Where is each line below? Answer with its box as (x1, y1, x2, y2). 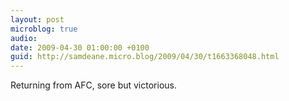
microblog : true (10, 24, 78, 34)
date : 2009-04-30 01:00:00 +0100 (10, 42, 150, 53)
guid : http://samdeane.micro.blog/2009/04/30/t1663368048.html (10, 52, 280, 62)
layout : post (10, 14, 65, 25)
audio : (10, 33, 38, 43)
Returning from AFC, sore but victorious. (10, 79, 177, 91)
